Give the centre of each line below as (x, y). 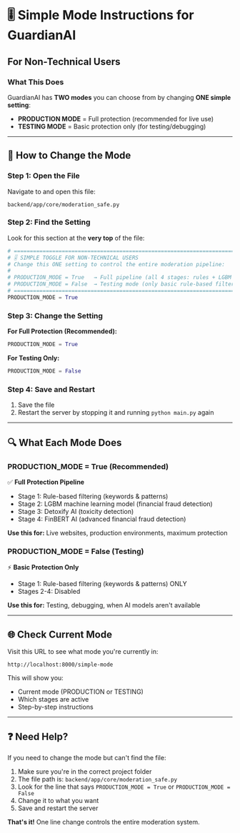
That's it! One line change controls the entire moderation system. (104, 822)
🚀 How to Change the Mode (69, 156)
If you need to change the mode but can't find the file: (87, 757)
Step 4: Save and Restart (51, 389)
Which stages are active (53, 699)
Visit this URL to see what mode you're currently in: (83, 651)
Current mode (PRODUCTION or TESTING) (81, 692)
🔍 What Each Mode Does (65, 442)
